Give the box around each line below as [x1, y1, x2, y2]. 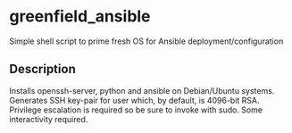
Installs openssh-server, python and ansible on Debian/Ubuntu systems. [9, 85, 275, 96]
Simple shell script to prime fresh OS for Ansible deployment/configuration [9, 36, 284, 46]
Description [9, 62, 76, 77]
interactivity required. [9, 113, 88, 124]
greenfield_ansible [9, 6, 151, 27]
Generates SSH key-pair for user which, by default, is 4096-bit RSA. [9, 95, 261, 105]
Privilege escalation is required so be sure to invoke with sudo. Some [9, 104, 263, 115]
